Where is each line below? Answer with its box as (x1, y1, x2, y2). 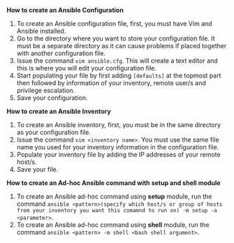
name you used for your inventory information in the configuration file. (16, 143, 219, 151)
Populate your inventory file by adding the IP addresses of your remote (16, 150, 221, 159)
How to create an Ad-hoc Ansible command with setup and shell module (6, 179, 221, 187)
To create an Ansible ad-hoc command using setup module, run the (16, 192, 212, 200)
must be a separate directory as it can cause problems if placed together (16, 42, 227, 50)
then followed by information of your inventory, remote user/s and (16, 79, 207, 87)
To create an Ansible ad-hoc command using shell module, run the (16, 221, 210, 229)
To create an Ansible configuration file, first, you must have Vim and (16, 20, 212, 27)
